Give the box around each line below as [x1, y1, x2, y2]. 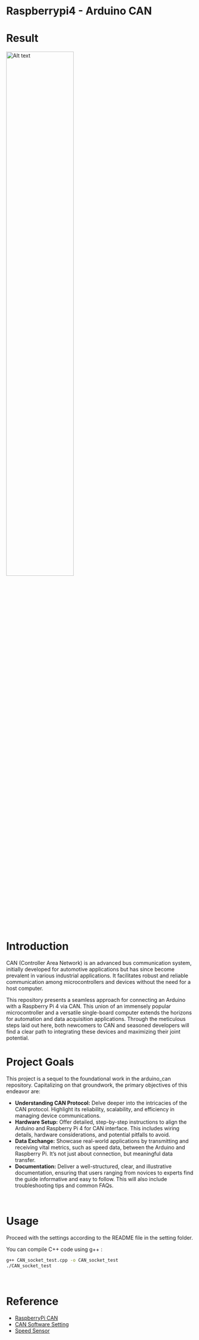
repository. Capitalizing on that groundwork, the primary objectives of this [6, 1081, 188, 1088]
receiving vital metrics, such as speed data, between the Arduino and [14, 1144, 186, 1151]
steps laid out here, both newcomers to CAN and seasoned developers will [6, 1022, 189, 1029]
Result [6, 32, 39, 45]
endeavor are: [6, 1088, 41, 1094]
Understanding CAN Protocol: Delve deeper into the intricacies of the [14, 1099, 188, 1106]
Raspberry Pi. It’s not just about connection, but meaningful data [14, 1150, 173, 1157]
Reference [6, 1295, 58, 1308]
